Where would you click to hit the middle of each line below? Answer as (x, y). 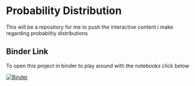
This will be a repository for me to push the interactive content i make (90, 27)
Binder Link (27, 52)
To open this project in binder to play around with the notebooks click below (97, 66)
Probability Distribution (64, 11)
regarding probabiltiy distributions (47, 33)
